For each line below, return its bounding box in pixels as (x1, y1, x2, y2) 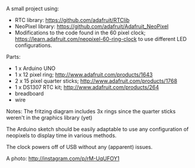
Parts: (6, 53, 21, 60)
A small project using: (6, 5, 59, 12)
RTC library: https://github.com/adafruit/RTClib (14, 17, 130, 23)
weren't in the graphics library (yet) (6, 114, 93, 121)
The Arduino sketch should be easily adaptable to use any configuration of (6, 126, 189, 132)
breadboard (14, 90, 44, 97)
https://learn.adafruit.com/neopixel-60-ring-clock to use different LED (14, 36, 187, 42)
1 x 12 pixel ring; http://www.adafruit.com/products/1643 (14, 71, 153, 78)
